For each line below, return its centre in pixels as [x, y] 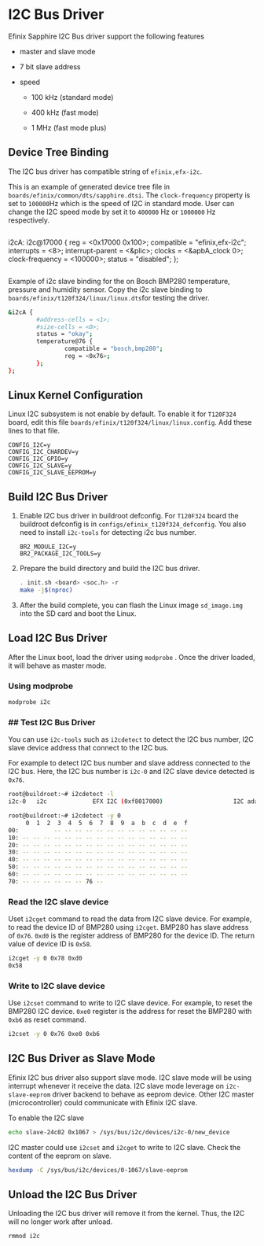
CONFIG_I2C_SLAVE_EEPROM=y [52, 473]
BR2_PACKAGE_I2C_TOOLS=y [60, 554]
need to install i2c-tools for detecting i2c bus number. [108, 533]
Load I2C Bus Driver [58, 638]
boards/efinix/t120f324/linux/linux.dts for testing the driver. [109, 297]
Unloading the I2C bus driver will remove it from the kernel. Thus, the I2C [126, 1214]
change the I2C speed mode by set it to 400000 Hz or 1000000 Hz [112, 212]
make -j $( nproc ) [46, 590]
